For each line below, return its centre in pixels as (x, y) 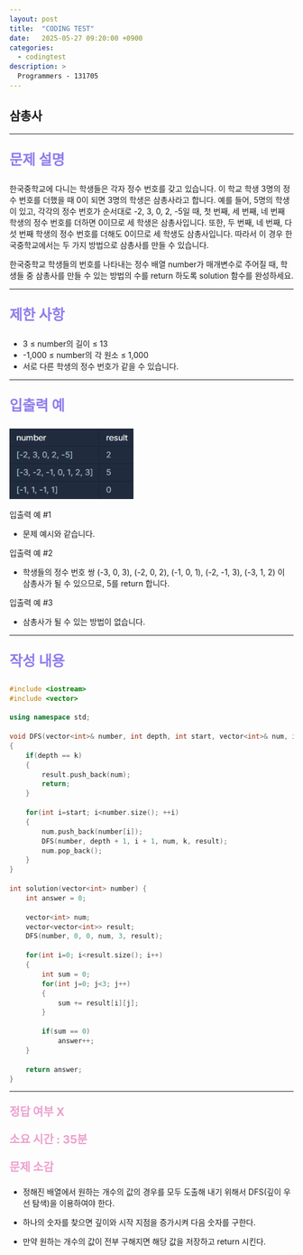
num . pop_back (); (72, 851)
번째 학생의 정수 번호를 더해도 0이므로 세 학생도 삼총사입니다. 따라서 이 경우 (151, 234)
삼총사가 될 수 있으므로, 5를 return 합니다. (96, 583)
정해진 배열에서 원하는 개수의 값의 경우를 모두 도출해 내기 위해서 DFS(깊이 (152, 1192)
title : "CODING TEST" (52, 28)
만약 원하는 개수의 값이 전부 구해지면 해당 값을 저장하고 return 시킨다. (144, 1241)
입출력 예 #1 (30, 514)
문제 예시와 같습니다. (59, 533)
